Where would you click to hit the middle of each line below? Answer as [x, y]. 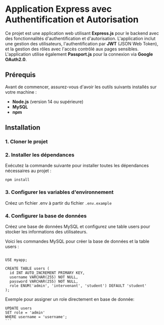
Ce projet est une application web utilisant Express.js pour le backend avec [82, 33]
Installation [23, 127]
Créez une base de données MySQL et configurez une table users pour [78, 226]
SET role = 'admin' [25, 312]
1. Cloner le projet [26, 142]
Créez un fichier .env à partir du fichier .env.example [59, 203]
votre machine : [21, 92]
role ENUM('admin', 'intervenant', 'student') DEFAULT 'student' [78, 286]
